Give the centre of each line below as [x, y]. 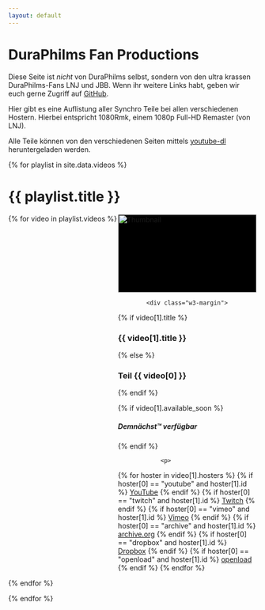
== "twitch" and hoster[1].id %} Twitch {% [186, 501]
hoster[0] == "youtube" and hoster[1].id [182, 484]
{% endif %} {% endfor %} [161, 568]
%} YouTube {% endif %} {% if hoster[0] [184, 492]
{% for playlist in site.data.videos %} [68, 165]
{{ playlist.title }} [64, 197]
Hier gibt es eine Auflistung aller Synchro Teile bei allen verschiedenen [123, 108]
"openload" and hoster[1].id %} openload [185, 559]
